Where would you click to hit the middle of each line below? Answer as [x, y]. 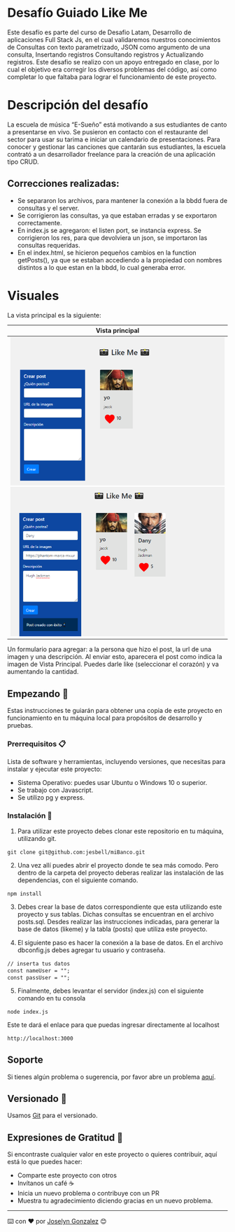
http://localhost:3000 [40, 1038]
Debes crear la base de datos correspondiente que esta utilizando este [120, 907]
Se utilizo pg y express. [51, 798]
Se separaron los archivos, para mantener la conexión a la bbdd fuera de [122, 200]
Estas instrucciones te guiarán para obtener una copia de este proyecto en [115, 711]
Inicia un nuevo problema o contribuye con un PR [88, 1194]
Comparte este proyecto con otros [67, 1175]
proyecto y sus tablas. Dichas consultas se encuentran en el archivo [116, 914]
